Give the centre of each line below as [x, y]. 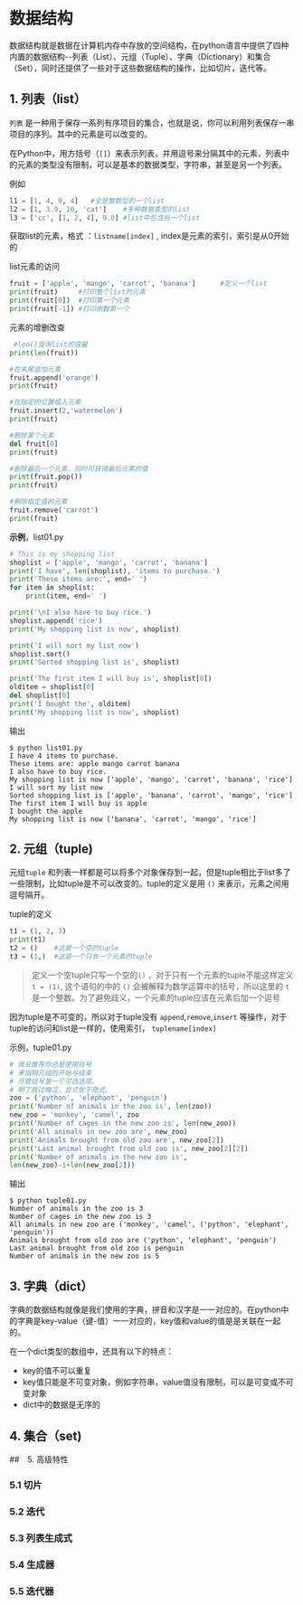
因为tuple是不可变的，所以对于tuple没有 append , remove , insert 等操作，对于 [148, 1016]
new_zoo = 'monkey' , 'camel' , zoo [75, 1115]
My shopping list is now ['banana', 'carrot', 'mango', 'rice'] [133, 819]
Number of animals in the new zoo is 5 [85, 1256]
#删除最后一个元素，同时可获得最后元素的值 [79, 468]
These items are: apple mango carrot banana [95, 764]
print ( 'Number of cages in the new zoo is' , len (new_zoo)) [123, 1123]
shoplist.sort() [40, 654]
